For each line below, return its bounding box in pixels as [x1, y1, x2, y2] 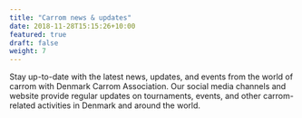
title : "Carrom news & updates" [9, 13, 132, 23]
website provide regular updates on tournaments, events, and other [9, 91, 261, 102]
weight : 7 [9, 47, 47, 56]
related [9, 100, 36, 111]
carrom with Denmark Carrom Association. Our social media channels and [9, 81, 287, 92]
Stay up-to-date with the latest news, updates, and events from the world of [9, 71, 293, 82]
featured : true [9, 30, 67, 39]
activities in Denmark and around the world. [37, 100, 201, 111]
